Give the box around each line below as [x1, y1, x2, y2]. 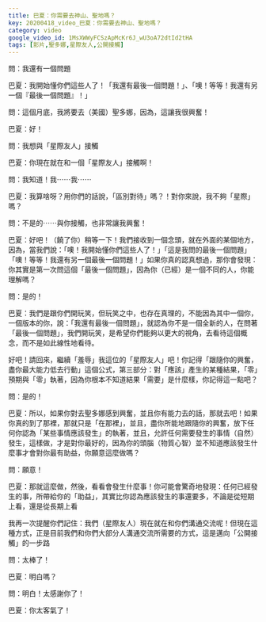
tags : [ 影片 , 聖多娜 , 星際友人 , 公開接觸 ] [8, 41, 124, 49]
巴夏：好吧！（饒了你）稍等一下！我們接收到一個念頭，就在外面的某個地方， [8, 235, 258, 245]
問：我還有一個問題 [8, 64, 71, 74]
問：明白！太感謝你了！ [8, 589, 85, 598]
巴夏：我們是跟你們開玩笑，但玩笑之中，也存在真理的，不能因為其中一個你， [8, 308, 258, 318]
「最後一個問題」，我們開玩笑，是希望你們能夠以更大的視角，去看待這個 [8, 328, 241, 338]
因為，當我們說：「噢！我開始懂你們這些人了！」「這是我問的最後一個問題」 [8, 245, 251, 254]
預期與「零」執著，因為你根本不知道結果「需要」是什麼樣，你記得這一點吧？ [8, 375, 258, 384]
